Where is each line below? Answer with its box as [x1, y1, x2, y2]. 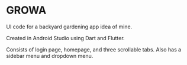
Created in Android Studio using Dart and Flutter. [6, 34, 125, 41]
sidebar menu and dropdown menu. [6, 52, 93, 59]
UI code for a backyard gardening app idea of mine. [6, 23, 133, 30]
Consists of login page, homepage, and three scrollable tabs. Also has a [6, 45, 182, 53]
